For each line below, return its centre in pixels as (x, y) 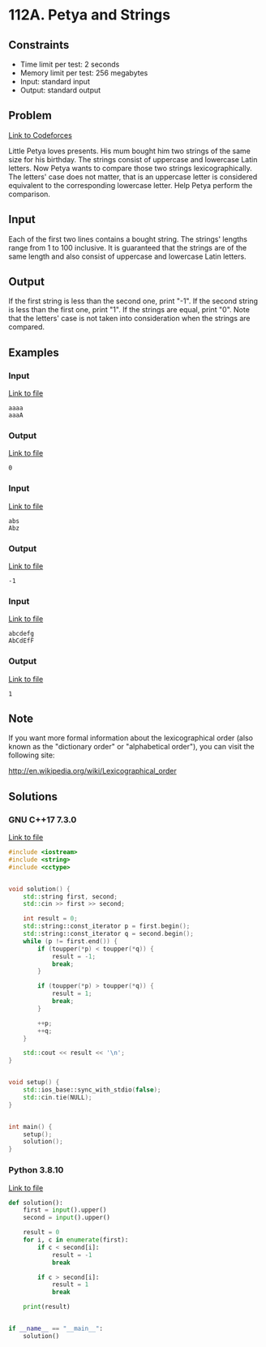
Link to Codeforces (41, 135)
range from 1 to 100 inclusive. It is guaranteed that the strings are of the (128, 247)
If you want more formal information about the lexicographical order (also (131, 738)
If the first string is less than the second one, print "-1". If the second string (133, 301)
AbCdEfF (21, 641)
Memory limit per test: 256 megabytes (84, 73)
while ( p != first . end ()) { (70, 941)
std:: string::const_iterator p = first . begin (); (107, 926)
